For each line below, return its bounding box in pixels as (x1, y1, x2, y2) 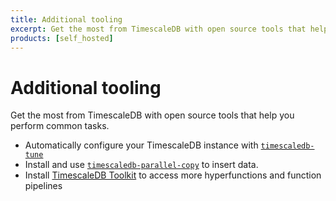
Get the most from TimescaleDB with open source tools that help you (10, 109, 295, 121)
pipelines (24, 180, 63, 192)
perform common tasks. (10, 120, 110, 132)
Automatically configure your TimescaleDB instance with (24, 139, 259, 151)
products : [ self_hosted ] (10, 33, 114, 43)
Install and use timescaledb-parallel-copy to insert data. (24, 159, 259, 171)
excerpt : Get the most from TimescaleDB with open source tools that (10, 24, 307, 34)
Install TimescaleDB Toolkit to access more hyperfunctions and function (24, 169, 322, 181)
